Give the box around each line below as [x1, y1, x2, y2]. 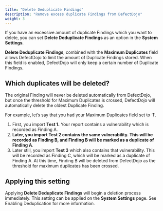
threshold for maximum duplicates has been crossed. [12, 163, 119, 169]
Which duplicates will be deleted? [5, 79, 109, 87]
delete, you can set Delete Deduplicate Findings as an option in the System [5, 35, 158, 41]
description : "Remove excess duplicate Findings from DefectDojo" [5, 12, 143, 17]
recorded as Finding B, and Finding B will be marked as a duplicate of [12, 137, 154, 143]
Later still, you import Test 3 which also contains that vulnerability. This [12, 148, 155, 153]
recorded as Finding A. [12, 127, 58, 132]
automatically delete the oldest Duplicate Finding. [5, 103, 104, 108]
